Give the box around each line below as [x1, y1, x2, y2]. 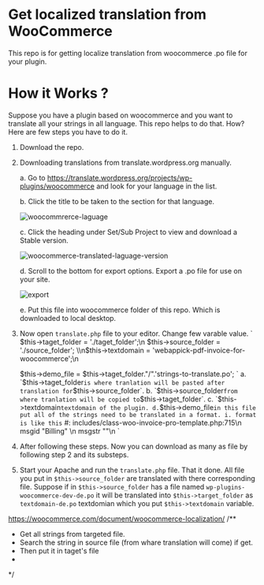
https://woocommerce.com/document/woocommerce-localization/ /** [8, 514, 236, 524]
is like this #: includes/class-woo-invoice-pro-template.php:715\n [19, 418, 242, 427]
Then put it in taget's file [19, 546, 99, 555]
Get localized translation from [8, 6, 207, 24]
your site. [19, 274, 50, 284]
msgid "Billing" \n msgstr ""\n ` [19, 426, 120, 435]
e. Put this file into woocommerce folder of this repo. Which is [19, 305, 221, 315]
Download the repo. [19, 142, 84, 151]
